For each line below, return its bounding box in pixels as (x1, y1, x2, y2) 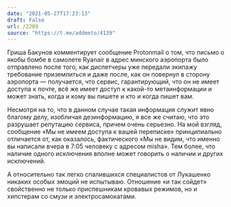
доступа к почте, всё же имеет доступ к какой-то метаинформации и (7, 85, 212, 93)
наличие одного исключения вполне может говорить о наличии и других (7, 150, 223, 158)
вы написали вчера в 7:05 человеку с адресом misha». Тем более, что (7, 142, 216, 150)
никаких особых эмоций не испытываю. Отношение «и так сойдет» (7, 177, 207, 186)
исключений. (7, 157, 46, 166)
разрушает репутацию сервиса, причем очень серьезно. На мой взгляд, (7, 120, 222, 128)
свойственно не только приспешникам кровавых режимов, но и (7, 185, 198, 193)
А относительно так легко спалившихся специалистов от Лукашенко (7, 170, 211, 179)
